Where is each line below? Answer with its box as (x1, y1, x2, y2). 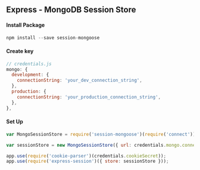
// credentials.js (6, 61, 52, 67)
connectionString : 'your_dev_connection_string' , (17, 78, 143, 84)
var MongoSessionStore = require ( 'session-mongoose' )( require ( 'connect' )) (6, 131, 196, 137)
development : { (11, 72, 49, 78)
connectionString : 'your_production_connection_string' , (17, 94, 161, 100)
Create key (6, 48, 34, 55)
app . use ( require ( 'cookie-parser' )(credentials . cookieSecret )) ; (6, 153, 167, 159)
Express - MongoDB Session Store (6, 5, 136, 15)
